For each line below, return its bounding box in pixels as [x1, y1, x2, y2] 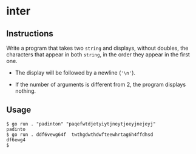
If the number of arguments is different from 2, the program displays [15, 81, 186, 88]
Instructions [6, 28, 53, 39]
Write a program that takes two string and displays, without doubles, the [6, 44, 189, 52]
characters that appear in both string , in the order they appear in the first [6, 51, 190, 58]
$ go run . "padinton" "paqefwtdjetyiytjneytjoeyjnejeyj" [6, 121, 156, 127]
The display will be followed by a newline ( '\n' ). [15, 69, 135, 76]
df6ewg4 [6, 136, 26, 143]
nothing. [15, 87, 36, 95]
